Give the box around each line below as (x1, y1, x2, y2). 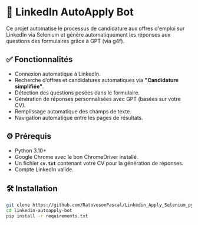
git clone (6, 202, 31, 208)
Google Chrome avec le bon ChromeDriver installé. (14, 153, 138, 160)
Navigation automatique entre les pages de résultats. (14, 114, 143, 121)
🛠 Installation (6, 183, 58, 194)
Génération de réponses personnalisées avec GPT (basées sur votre (14, 95, 181, 102)
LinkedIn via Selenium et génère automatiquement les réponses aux (6, 31, 171, 38)
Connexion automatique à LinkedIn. (14, 70, 101, 77)
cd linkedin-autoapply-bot (6, 208, 72, 214)
